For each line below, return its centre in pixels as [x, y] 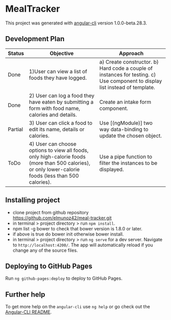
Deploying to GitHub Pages [49, 266]
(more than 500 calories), [60, 163]
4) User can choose [52, 144]
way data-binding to [124, 129]
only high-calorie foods [57, 157]
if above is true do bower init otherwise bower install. [68, 234]
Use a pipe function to [126, 157]
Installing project [33, 200]
